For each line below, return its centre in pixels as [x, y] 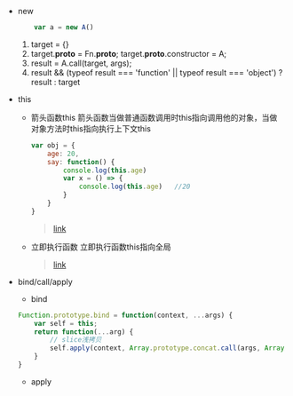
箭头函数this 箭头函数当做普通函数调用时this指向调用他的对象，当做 [154, 117]
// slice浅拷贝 [76, 340]
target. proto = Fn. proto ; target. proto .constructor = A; [129, 53]
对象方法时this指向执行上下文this [91, 128]
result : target [55, 82]
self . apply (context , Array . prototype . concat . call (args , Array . [169, 348]
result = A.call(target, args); [81, 63]
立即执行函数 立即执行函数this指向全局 [101, 247]
